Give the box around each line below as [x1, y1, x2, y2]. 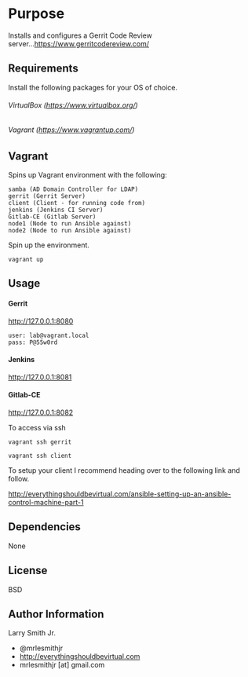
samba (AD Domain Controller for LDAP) [8, 185, 139, 193]
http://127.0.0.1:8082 [8, 408, 74, 417]
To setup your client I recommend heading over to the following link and [8, 465, 241, 475]
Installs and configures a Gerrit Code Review [8, 31, 153, 40]
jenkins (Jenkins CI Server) [8, 206, 104, 214]
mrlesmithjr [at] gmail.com [19, 661, 105, 670]
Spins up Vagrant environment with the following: [8, 170, 167, 179]
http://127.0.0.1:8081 [8, 372, 72, 382]
